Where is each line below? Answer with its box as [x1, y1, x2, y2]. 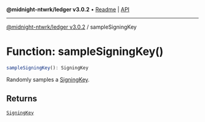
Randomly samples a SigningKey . [6, 76, 90, 83]
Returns [6, 93, 38, 104]
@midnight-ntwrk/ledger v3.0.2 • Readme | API [6, 6, 130, 13]
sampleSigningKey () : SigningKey [6, 65, 88, 71]
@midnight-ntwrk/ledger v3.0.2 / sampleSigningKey [6, 23, 137, 30]
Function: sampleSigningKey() [6, 45, 164, 59]
